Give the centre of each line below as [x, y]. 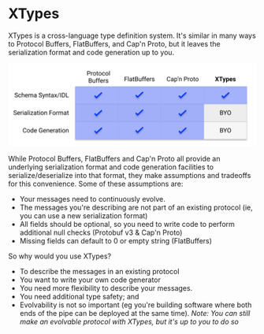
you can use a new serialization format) [84, 216]
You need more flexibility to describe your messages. [106, 288]
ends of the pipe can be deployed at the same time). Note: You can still [135, 314]
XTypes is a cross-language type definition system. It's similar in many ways [132, 35]
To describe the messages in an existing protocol [99, 272]
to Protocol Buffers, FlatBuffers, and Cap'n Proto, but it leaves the [114, 43]
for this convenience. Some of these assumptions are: [96, 184]
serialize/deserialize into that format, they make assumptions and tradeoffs [130, 176]
